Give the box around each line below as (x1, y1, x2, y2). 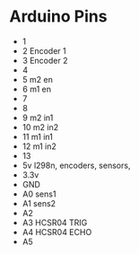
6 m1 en (22, 83, 52, 94)
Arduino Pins (9, 6, 108, 27)
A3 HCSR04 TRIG (22, 217, 88, 228)
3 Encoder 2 (22, 55, 68, 66)
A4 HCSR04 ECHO (22, 226, 92, 237)
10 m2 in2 (22, 121, 59, 132)
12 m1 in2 (22, 141, 56, 152)
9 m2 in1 (22, 112, 54, 123)
